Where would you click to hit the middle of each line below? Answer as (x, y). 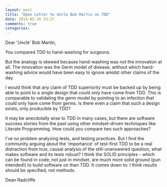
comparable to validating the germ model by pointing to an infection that (79, 98)
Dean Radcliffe (20, 180)
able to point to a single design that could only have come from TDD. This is (83, 93)
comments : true (21, 24)
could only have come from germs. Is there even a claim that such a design (82, 103)
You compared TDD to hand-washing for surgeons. (58, 52)
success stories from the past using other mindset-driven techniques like (80, 124)
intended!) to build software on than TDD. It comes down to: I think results (81, 165)
